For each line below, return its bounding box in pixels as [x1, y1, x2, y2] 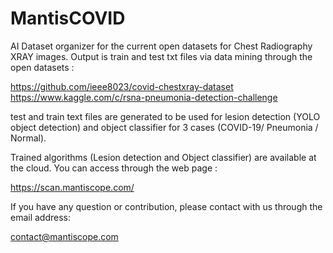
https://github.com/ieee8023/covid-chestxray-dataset [10, 80, 234, 92]
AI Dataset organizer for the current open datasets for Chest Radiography [10, 40, 313, 52]
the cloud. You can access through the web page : [10, 162, 218, 174]
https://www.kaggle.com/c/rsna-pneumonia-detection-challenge [10, 91, 278, 103]
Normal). [10, 132, 47, 144]
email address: [10, 211, 72, 223]
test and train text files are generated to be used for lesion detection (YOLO [10, 110, 321, 122]
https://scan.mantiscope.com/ [10, 181, 135, 193]
